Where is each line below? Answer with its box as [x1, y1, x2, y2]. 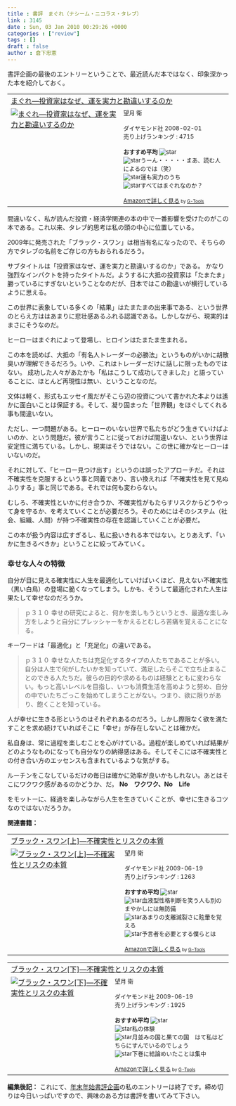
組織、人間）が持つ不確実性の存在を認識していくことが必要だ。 [19, 515, 204, 524]
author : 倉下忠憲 [7, 50, 58, 57]
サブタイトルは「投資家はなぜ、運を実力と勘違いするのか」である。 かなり [7, 262, 225, 270]
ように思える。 [7, 288, 51, 296]
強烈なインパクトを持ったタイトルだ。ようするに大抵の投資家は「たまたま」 [7, 270, 228, 278]
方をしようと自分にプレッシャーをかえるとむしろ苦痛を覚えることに [24, 617, 221, 626]
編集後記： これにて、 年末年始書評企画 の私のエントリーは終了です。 [7, 1083, 205, 1091]
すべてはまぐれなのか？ [140, 181, 203, 189]
